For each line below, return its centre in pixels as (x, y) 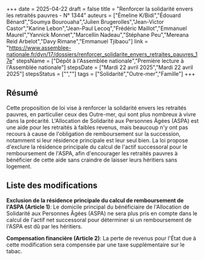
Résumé (22, 93)
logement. (19, 166)
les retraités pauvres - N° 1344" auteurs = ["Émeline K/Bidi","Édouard (94, 15)
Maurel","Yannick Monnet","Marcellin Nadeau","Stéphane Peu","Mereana (98, 35)
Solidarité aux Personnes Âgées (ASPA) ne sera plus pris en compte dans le (102, 213)
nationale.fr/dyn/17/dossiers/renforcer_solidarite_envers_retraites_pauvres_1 (102, 54)
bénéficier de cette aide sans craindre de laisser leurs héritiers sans (92, 160)
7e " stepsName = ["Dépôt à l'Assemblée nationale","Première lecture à (95, 61)
